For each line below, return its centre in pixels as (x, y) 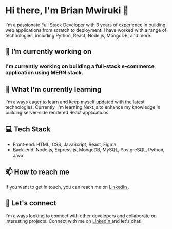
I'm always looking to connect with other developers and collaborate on (81, 216)
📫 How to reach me (37, 172)
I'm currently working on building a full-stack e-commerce (80, 66)
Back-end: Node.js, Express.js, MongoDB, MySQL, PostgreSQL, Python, (89, 150)
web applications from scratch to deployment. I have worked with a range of (86, 30)
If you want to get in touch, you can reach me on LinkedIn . (68, 187)
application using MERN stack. (44, 73)
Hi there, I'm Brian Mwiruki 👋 (67, 11)
